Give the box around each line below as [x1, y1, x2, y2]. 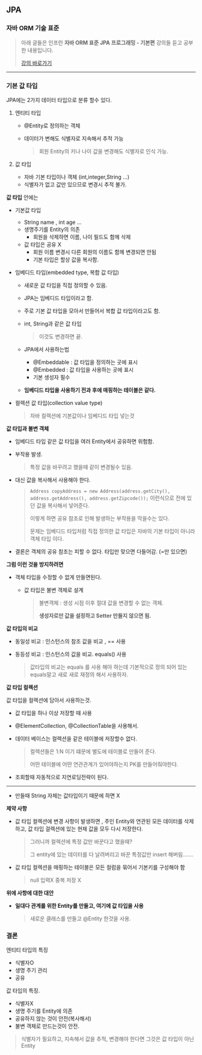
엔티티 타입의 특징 [6, 946, 48, 954]
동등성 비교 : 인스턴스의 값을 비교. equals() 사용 [14, 650, 127, 657]
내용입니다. [27, 46, 54, 54]
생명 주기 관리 [14, 967, 47, 974]
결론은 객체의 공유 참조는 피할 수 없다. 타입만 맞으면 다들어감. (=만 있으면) [14, 547, 188, 555]
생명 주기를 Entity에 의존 [14, 1007, 73, 1015]
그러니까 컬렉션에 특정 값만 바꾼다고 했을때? [29, 838, 133, 845]
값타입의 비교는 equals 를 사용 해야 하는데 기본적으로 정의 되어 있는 [29, 663, 188, 671]
